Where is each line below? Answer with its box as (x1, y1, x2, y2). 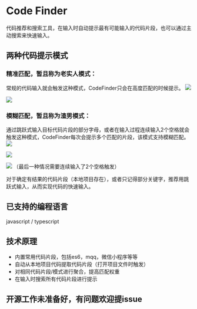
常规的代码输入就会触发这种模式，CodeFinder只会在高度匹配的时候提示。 (6, 84, 184, 91)
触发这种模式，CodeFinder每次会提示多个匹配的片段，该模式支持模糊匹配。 (6, 133, 189, 140)
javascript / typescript (6, 218, 59, 225)
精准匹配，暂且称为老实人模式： (6, 70, 97, 78)
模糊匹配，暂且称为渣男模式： (6, 111, 91, 120)
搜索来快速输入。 (11, 31, 53, 39)
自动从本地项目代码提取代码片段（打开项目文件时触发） (14, 261, 149, 268)
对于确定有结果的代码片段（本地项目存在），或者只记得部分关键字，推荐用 (6, 175, 184, 182)
